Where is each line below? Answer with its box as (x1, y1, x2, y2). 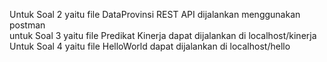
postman (9, 19, 46, 31)
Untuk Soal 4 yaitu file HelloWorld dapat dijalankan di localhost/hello (9, 40, 291, 52)
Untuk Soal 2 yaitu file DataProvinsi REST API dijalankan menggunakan (9, 9, 301, 20)
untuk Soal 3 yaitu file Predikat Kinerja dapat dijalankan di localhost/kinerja (9, 30, 317, 41)
